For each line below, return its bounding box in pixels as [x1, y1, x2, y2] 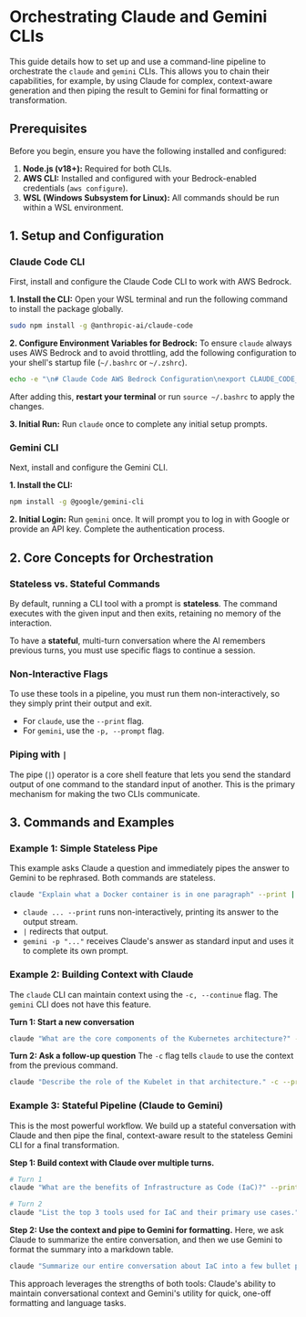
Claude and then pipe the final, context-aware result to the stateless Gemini [9, 1129, 293, 1141]
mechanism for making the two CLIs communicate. [9, 788, 200, 799]
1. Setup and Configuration [9, 228, 164, 244]
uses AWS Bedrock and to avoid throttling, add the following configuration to [9, 347, 297, 358]
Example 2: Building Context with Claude [9, 969, 194, 981]
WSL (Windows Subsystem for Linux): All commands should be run [22, 192, 280, 202]
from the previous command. [9, 1060, 118, 1071]
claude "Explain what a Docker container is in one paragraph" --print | [9, 890, 296, 899]
